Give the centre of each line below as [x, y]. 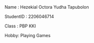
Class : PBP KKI [20, 26]
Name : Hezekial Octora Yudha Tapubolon [47, 7]
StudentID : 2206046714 [29, 16]
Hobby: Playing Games [28, 35]
